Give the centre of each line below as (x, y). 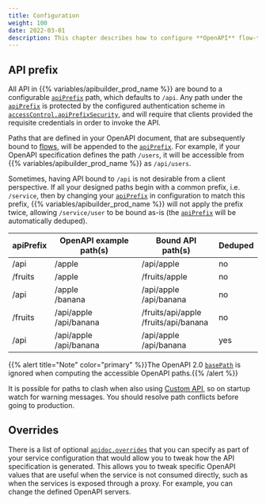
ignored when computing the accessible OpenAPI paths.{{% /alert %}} (123, 373)
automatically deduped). (48, 221)
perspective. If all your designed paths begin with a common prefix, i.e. (124, 187)
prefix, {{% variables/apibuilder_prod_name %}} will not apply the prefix (126, 204)
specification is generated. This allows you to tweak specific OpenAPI (122, 466)
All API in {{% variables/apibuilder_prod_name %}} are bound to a (116, 89)
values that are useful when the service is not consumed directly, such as (128, 475)
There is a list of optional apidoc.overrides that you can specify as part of (129, 449)
